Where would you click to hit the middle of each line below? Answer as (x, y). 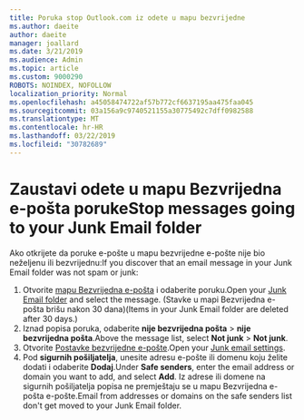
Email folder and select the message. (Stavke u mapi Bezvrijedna (144, 299)
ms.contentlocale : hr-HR (56, 128)
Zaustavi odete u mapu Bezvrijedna (146, 189)
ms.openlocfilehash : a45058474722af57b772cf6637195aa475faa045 (132, 102)
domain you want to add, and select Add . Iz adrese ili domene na (144, 376)
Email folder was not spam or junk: (74, 272)
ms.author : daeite (44, 26)
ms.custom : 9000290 (46, 77)
